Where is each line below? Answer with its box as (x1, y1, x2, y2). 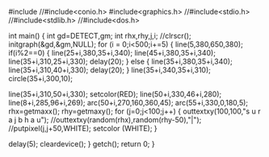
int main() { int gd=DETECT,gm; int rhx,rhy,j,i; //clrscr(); (8, 31, 191, 40)
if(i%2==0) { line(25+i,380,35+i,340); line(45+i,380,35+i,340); (8, 48, 216, 57)
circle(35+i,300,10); (8, 74, 73, 83)
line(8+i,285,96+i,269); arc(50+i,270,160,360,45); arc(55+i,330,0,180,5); (8, 98, 249, 107)
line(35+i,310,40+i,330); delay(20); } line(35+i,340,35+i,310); (8, 65, 212, 75)
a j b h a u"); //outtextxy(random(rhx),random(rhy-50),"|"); (8, 115, 202, 124)
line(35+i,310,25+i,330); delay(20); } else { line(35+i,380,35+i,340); (8, 56, 233, 66)
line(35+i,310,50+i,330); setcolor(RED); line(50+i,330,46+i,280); (8, 89, 222, 99)
